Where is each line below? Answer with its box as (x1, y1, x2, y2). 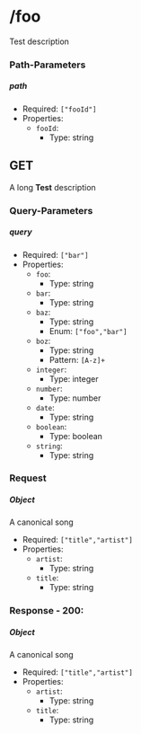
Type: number (48, 393, 101, 403)
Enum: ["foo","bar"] (48, 325, 128, 336)
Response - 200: (9, 605, 84, 617)
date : (35, 402, 56, 412)
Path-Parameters (9, 58, 86, 71)
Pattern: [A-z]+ (48, 354, 106, 365)
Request (9, 472, 47, 484)
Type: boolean (48, 430, 103, 441)
